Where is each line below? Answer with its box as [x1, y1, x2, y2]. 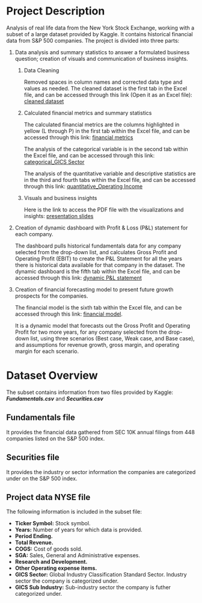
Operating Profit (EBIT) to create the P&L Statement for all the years [14, 255, 182, 262]
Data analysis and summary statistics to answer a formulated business [14, 48, 190, 55]
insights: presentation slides [23, 212, 94, 219]
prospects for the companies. [14, 292, 88, 299]
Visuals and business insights [23, 194, 97, 201]
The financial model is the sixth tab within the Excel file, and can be [14, 304, 182, 311]
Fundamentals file [6, 413, 75, 423]
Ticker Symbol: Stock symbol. [14, 520, 91, 527]
